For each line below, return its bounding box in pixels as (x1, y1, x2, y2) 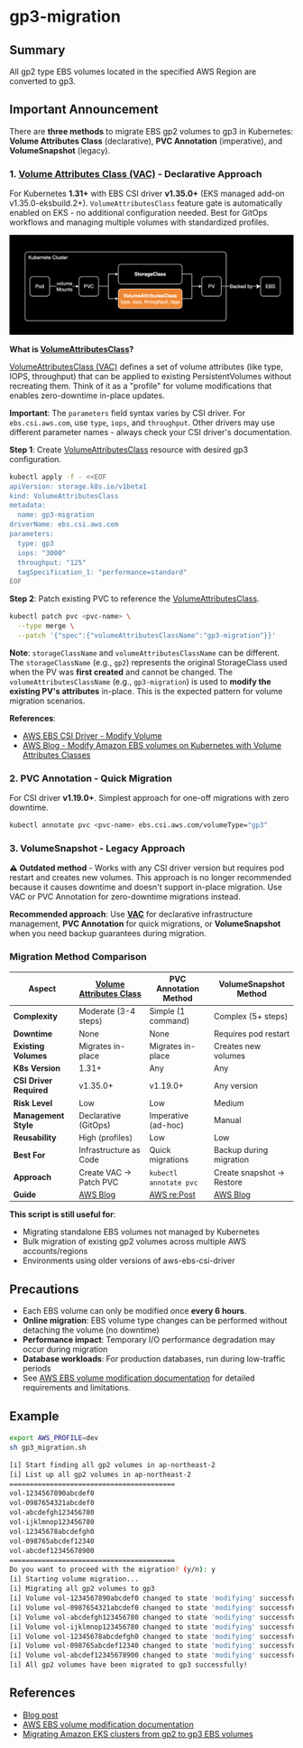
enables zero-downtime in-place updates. (9, 390, 165, 401)
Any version (213, 1080, 259, 1091)
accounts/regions (22, 1246, 88, 1257)
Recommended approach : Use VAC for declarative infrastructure (9, 909, 253, 920)
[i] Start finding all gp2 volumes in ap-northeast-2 (9, 1460, 216, 1469)
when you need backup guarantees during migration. (9, 928, 207, 939)
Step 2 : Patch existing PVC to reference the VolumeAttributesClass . (9, 593, 260, 604)
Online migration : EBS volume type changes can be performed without (22, 1316, 288, 1326)
